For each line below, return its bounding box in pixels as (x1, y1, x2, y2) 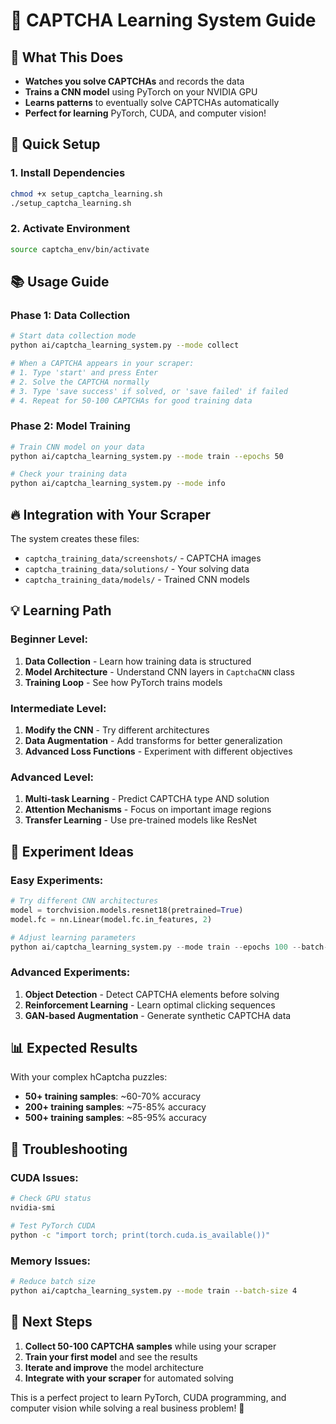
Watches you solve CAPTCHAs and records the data (24, 75, 245, 87)
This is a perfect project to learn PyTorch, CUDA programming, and (10, 1391, 287, 1403)
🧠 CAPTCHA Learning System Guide (10, 9, 317, 32)
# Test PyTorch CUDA (10, 1220, 97, 1231)
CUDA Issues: (10, 1170, 79, 1184)
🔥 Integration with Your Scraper (10, 506, 212, 523)
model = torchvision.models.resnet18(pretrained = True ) (10, 905, 244, 915)
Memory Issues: (10, 1254, 92, 1268)
